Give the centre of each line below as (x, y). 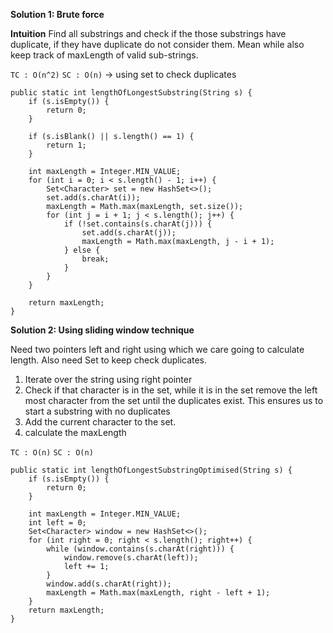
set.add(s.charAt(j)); (129, 233)
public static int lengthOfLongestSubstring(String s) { (131, 93)
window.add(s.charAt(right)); (109, 584)
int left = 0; (57, 523)
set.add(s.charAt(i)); (93, 198)
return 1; (66, 145)
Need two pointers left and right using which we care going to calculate (157, 349)
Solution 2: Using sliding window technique (102, 330)
